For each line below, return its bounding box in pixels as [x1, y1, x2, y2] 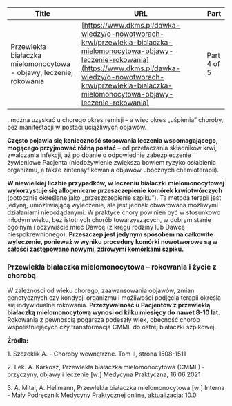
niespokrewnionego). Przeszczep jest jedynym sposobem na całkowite [7, 230, 213, 238]
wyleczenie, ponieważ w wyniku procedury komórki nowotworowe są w [7, 238, 218, 245]
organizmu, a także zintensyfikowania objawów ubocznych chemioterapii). [7, 165, 220, 174]
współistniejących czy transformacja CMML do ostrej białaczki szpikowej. [7, 323, 217, 332]
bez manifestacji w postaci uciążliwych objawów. [7, 123, 147, 131]
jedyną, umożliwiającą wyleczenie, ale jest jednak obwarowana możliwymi [7, 201, 219, 209]
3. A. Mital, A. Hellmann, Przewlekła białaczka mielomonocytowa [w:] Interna [7, 384, 225, 392]
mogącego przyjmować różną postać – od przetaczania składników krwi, [7, 144, 217, 152]
